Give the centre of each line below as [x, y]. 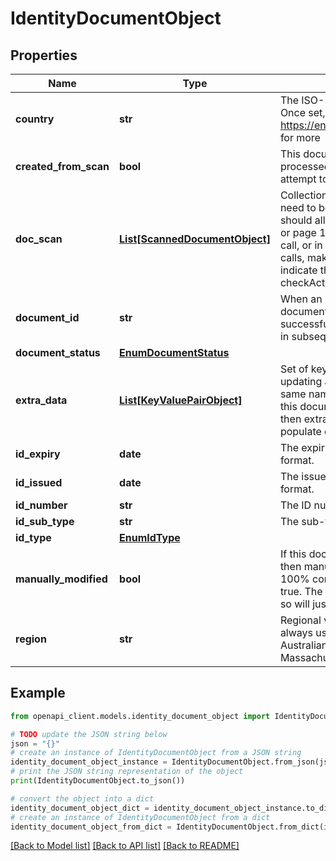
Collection [303, 195]
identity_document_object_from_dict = [91, 827]
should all [302, 220]
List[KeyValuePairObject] [181, 400]
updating [301, 381]
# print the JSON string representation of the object [127, 772]
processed [305, 166]
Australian [303, 645]
